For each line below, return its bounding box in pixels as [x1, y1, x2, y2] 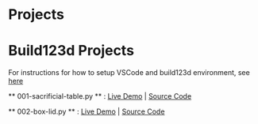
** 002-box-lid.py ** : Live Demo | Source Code [8, 107, 165, 116]
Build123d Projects [8, 42, 135, 60]
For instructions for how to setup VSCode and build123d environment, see [8, 68, 250, 77]
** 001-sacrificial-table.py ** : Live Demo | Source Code [8, 92, 192, 101]
